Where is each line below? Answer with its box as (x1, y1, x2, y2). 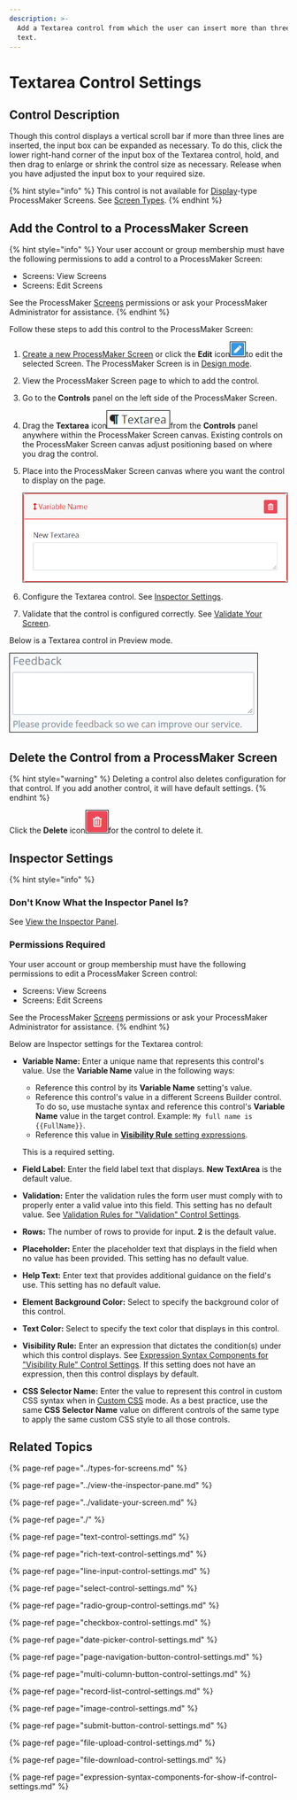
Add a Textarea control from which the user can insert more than (17, 23, 267, 33)
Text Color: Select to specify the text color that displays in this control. (21, 1323, 280, 1333)
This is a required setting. (21, 1146, 115, 1157)
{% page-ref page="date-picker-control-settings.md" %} (9, 1634, 218, 1645)
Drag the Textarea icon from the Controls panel (21, 421, 258, 431)
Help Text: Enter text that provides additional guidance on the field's (21, 1269, 271, 1280)
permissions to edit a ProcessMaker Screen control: (9, 968, 198, 979)
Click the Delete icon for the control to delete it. (9, 825, 203, 836)
